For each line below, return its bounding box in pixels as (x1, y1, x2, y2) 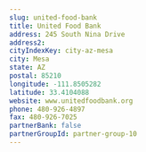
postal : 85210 (9, 72, 62, 80)
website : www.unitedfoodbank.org (9, 96, 134, 106)
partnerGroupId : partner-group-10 (9, 130, 138, 139)
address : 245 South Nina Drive (9, 30, 126, 38)
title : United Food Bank (9, 21, 101, 30)
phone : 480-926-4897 (9, 105, 86, 114)
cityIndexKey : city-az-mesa (9, 46, 114, 55)
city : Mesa (9, 55, 50, 63)
